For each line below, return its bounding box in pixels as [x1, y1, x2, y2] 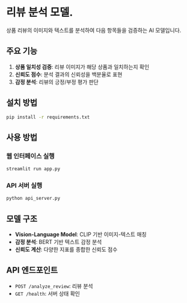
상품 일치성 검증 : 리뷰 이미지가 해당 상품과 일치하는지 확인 [14, 63, 150, 70]
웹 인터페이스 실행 [6, 151, 55, 160]
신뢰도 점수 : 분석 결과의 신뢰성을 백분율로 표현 [14, 71, 123, 78]
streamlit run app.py [6, 166, 61, 172]
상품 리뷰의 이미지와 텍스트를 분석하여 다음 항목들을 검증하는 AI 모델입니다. [6, 27, 182, 34]
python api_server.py [6, 196, 61, 202]
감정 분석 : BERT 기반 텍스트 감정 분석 [14, 238, 102, 245]
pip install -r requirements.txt [6, 114, 90, 120]
